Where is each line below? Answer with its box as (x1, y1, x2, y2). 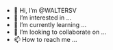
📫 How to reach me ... (13, 36, 77, 43)
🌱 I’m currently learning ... (13, 21, 87, 28)
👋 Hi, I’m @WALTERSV (13, 7, 77, 14)
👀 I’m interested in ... (13, 14, 72, 22)
